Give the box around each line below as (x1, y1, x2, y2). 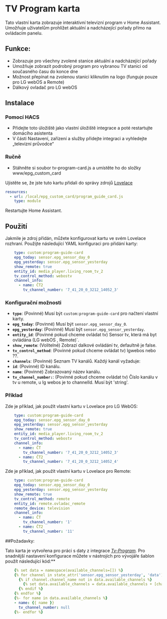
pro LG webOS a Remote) (12, 79, 65, 85)
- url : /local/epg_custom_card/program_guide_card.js (9, 194, 123, 199)
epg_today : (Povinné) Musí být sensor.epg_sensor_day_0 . (12, 321, 128, 327)
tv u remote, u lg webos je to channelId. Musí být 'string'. (12, 380, 129, 386)
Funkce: (5, 44, 31, 53)
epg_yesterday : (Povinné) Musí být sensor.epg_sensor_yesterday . (12, 326, 145, 332)
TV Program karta (5, 3, 81, 14)
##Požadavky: (5, 538, 35, 544)
